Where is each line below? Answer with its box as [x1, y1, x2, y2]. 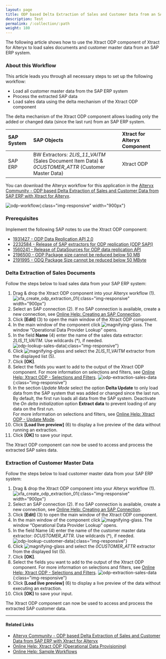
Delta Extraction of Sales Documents [5, 269, 96, 276]
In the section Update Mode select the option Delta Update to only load [12, 385, 158, 391]
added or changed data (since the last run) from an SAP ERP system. [5, 119, 146, 125]
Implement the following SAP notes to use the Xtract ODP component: [5, 226, 148, 232]
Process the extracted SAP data [12, 94, 78, 100]
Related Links [5, 621, 34, 627]
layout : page [5, 7, 33, 12]
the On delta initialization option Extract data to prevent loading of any [12, 401, 157, 406]
